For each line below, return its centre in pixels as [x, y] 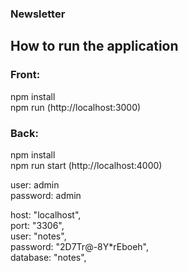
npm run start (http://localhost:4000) [86, 165]
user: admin [35, 184]
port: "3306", [37, 225]
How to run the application [94, 46]
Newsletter [38, 14]
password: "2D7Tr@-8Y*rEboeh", [79, 246]
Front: [25, 75]
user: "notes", [38, 236]
